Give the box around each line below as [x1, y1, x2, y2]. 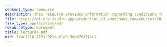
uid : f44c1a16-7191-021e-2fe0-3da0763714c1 [5, 35, 97, 40]
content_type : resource [5, 7, 55, 12]
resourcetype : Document [5, 25, 55, 30]
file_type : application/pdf [5, 21, 64, 26]
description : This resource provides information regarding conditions [5, 12, 157, 17]
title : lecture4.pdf [5, 30, 48, 35]
